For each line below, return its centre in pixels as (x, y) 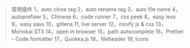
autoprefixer (26, 17)
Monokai (22, 31)
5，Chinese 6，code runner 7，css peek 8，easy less (109, 17)
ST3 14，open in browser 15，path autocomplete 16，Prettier (109, 31)
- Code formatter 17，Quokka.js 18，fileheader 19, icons (80, 39)
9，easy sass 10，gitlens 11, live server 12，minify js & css (82, 24)
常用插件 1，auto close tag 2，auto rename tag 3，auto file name (91, 9)
